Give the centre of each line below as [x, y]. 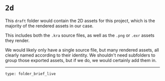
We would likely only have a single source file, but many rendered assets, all [82, 50]
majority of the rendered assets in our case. [49, 26]
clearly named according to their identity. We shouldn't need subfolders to [80, 55]
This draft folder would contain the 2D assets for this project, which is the [80, 20]
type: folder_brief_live [30, 74]
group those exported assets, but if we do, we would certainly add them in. [81, 60]
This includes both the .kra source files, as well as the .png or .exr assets [80, 35]
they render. [17, 40]
